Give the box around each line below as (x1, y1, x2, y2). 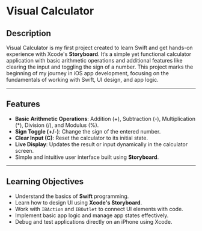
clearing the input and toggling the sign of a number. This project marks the (6, 63, 194, 70)
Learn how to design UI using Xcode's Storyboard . (14, 199, 142, 206)
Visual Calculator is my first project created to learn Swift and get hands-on (6, 44, 194, 51)
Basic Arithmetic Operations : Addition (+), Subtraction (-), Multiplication (14, 115, 195, 122)
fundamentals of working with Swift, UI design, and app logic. (6, 76, 159, 83)
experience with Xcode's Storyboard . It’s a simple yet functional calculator (6, 51, 191, 58)
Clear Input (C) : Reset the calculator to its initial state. (14, 134, 148, 141)
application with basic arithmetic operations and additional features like (6, 57, 183, 64)
